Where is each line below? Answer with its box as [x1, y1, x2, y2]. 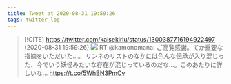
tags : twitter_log [7, 16, 60, 23]
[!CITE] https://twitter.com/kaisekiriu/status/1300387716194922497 [23, 35, 216, 43]
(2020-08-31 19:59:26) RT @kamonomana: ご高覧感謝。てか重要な [23, 43, 223, 51]
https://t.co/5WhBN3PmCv [49, 69, 125, 77]
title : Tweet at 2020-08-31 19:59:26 [7, 10, 116, 17]
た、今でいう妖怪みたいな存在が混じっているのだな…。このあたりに [23, 60, 217, 68]
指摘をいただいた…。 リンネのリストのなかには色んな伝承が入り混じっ [23, 52, 225, 60]
